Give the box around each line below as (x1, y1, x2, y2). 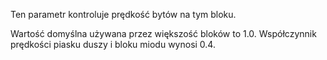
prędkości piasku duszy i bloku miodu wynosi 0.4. (10, 39, 216, 50)
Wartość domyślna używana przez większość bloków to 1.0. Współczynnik (10, 28, 317, 39)
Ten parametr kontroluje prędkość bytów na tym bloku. (10, 9, 237, 20)
